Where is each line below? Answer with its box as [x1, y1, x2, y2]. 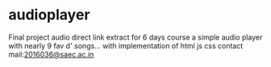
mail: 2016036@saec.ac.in [8, 49, 94, 59]
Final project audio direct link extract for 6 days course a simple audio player [8, 32, 263, 42]
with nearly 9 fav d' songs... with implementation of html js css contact [8, 40, 244, 50]
